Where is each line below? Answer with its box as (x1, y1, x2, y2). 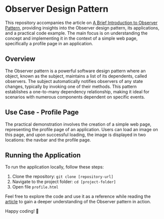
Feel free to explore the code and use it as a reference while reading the (5, 193, 151, 199)
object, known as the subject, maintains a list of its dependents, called (5, 73, 147, 79)
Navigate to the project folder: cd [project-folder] (12, 179, 116, 185)
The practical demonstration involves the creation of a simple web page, (5, 121, 152, 127)
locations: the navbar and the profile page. (5, 137, 91, 143)
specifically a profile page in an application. (5, 40, 93, 46)
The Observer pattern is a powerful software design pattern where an (5, 68, 146, 74)
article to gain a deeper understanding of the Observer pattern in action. (5, 199, 151, 205)
